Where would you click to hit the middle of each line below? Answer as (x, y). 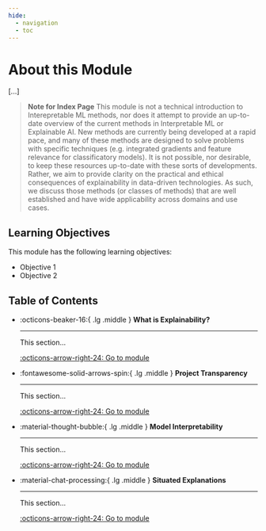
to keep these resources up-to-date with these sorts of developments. (142, 166)
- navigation (37, 23)
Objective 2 (38, 276)
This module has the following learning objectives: (90, 252)
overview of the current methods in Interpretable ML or (134, 124)
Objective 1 (38, 267)
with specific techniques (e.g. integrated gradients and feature (129, 149)
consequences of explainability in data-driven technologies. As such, (140, 182)
